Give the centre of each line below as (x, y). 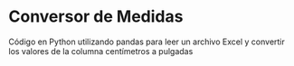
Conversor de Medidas (96, 17)
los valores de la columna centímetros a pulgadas (101, 51)
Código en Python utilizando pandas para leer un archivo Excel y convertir (147, 42)
